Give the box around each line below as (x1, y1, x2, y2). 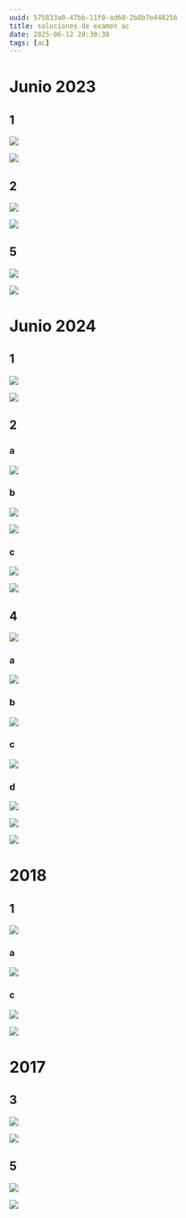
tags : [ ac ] (9, 38, 50, 48)
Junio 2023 (9, 77, 97, 97)
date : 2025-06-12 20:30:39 (9, 30, 110, 39)
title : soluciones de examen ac (9, 22, 130, 30)
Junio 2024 (9, 316, 97, 336)
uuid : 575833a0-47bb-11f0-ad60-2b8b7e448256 (9, 13, 178, 22)
